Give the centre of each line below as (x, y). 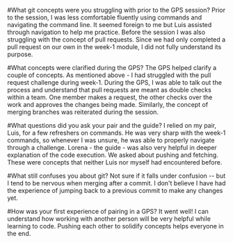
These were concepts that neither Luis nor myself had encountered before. (115, 162)
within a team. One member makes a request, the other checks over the (110, 97)
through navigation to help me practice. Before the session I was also (106, 32)
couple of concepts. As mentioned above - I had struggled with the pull (109, 75)
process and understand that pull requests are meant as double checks (110, 90)
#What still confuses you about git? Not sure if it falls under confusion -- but (116, 176)
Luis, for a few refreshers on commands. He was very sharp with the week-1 (116, 133)
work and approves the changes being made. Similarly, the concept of (108, 104)
